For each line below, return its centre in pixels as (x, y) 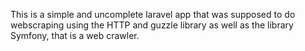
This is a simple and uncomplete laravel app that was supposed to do (153, 14)
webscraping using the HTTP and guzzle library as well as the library (152, 25)
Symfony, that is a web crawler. (75, 35)
